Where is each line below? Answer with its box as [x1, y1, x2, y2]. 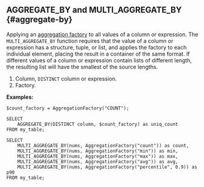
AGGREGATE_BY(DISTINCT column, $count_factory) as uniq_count [17, 121, 178, 127]
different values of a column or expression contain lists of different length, [6, 56, 192, 64]
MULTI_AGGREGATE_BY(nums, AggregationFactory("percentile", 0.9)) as [17, 164, 198, 170]
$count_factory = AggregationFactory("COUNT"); [6, 105, 130, 111]
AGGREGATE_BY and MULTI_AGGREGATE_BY [6, 5, 182, 15]
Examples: [6, 93, 33, 100]
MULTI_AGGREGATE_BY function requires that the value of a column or [6, 37, 174, 45]
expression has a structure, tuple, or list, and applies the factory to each [6, 43, 187, 51]
